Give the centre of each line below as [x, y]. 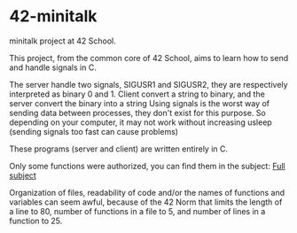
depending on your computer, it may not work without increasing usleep [141, 122]
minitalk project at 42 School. [63, 41]
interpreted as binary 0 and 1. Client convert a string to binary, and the [137, 94]
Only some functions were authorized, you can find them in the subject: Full [147, 166]
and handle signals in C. [53, 67]
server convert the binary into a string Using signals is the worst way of [140, 103]
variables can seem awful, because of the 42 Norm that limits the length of [146, 202]
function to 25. [36, 221]
